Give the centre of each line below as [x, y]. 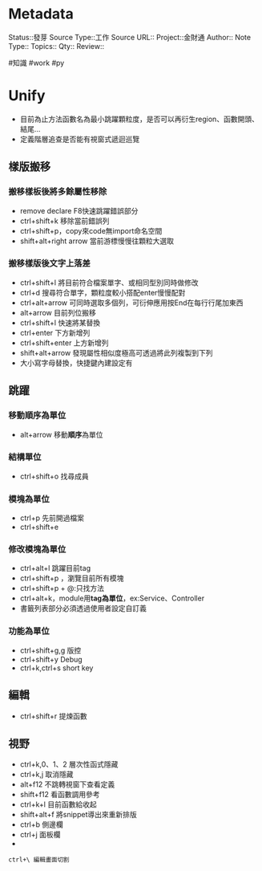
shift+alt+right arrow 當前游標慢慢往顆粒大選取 [97, 241]
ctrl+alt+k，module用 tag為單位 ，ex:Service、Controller [112, 598]
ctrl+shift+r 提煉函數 [54, 716]
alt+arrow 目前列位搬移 [58, 312]
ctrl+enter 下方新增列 [55, 332]
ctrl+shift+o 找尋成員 [54, 476]
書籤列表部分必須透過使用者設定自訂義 [83, 608]
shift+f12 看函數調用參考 [60, 795]
